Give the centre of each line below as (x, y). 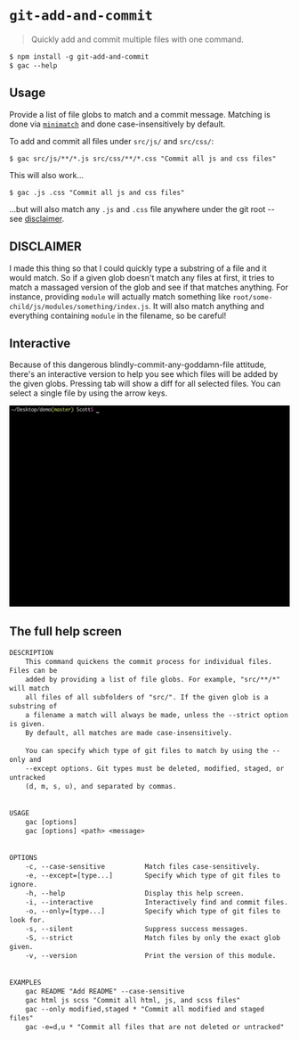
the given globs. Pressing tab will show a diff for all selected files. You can (145, 384)
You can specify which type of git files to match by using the (147, 751)
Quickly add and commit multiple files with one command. (137, 39)
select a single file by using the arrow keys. (88, 393)
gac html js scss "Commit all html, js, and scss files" (133, 1001)
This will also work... (47, 175)
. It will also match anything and (206, 306)
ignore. (24, 885)
